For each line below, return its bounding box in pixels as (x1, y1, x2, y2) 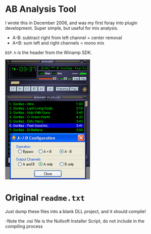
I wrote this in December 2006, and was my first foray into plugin (5, 20, 138, 26)
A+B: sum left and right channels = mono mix (12, 40, 105, 46)
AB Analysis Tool (5, 3, 77, 15)
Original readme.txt (5, 192, 85, 203)
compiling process (5, 223, 43, 229)
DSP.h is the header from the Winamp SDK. (5, 49, 93, 55)
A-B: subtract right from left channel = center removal (12, 35, 122, 41)
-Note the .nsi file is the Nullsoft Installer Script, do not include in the (5, 218, 145, 224)
